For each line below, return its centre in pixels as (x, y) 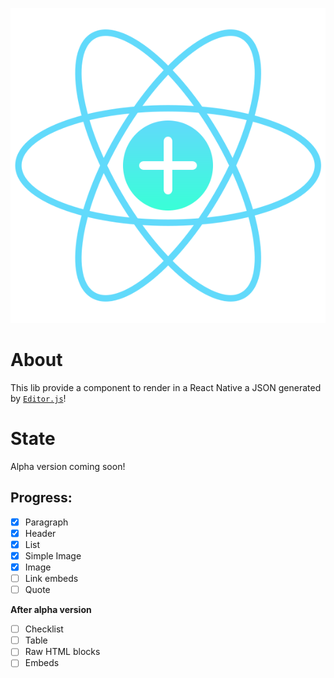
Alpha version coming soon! (68, 466)
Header (40, 533)
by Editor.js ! (38, 398)
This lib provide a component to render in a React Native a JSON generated (166, 387)
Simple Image (53, 555)
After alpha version (51, 610)
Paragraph (46, 522)
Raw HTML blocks (62, 652)
